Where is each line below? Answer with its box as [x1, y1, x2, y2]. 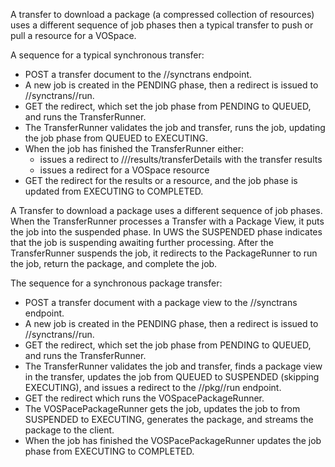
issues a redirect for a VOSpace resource [39, 164, 210, 176]
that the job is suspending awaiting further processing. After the [10, 237, 274, 248]
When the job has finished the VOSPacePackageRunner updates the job [24, 435, 322, 446]
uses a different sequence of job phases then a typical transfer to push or [10, 19, 314, 31]
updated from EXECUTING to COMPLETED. [24, 185, 204, 197]
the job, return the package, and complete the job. [10, 258, 218, 269]
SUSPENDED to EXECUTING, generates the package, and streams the [24, 414, 314, 425]
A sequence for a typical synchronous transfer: [10, 49, 205, 61]
